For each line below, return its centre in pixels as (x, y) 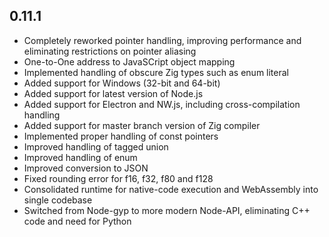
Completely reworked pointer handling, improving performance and (162, 40)
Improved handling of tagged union (96, 146)
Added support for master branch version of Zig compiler (142, 125)
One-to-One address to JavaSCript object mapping (129, 61)
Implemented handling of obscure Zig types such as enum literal (156, 72)
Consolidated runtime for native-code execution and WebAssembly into (171, 189)
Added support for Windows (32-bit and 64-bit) (122, 83)
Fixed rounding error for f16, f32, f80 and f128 (118, 178)
